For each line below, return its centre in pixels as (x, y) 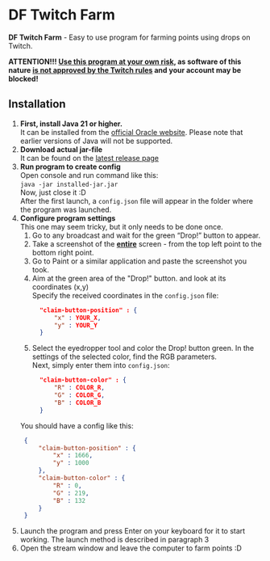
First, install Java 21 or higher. (71, 124)
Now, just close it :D (53, 192)
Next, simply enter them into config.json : (101, 365)
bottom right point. (63, 252)
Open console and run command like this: (89, 175)
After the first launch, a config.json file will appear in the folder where (137, 200)
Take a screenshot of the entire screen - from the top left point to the (147, 243)
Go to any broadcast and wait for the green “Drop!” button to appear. (146, 235)
